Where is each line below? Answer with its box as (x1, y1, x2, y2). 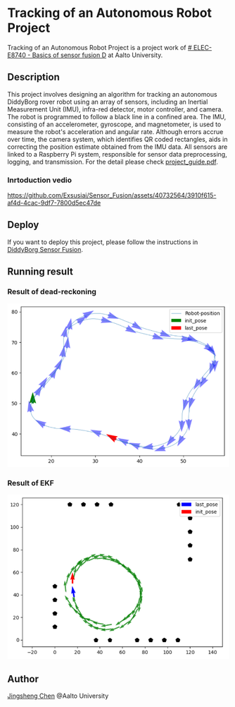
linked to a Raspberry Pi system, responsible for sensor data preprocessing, (7, 150, 227, 158)
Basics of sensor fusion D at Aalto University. (32, 51, 163, 59)
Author (7, 672, 39, 685)
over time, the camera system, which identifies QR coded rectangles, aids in (7, 135, 228, 143)
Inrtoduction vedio (7, 175, 72, 185)
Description (7, 71, 60, 83)
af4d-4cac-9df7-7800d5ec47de (7, 199, 101, 207)
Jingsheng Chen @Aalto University (7, 691, 109, 700)
